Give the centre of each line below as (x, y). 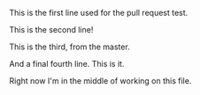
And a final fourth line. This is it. (67, 64)
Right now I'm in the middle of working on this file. (100, 81)
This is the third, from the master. (69, 47)
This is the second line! (51, 29)
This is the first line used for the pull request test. (99, 13)
